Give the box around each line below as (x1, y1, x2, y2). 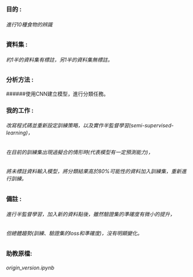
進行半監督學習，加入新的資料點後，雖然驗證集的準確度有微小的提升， (6, 210, 175, 218)
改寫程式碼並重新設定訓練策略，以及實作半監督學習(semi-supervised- (6, 122, 174, 129)
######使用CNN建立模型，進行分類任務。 (6, 90, 109, 97)
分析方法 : (6, 76, 34, 84)
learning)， (6, 129, 33, 136)
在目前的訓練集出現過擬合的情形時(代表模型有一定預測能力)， (6, 148, 154, 156)
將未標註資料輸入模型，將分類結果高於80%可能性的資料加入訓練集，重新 (6, 168, 182, 175)
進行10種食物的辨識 (6, 21, 53, 28)
